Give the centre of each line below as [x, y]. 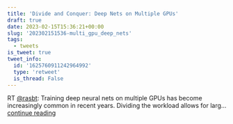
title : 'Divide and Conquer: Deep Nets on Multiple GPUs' [93, 14]
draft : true [24, 20]
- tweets [26, 46]
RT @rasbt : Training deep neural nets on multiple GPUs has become [105, 98]
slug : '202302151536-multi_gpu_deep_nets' [70, 33]
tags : [15, 40]
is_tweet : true [29, 53]
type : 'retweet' [37, 72]
